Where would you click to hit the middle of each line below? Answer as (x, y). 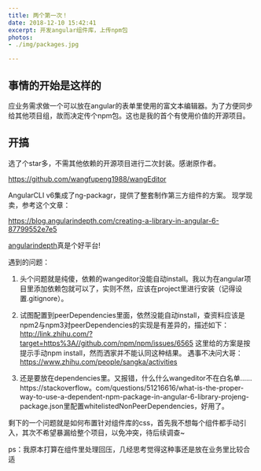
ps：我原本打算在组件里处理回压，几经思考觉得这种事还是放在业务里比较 (126, 449)
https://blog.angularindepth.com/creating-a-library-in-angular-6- (114, 220)
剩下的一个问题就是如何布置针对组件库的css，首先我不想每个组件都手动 (124, 422)
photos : (21, 37)
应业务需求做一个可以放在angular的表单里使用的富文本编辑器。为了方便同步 (130, 105)
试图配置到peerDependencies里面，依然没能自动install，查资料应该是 (132, 315)
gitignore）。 (48, 298)
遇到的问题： (29, 262)
